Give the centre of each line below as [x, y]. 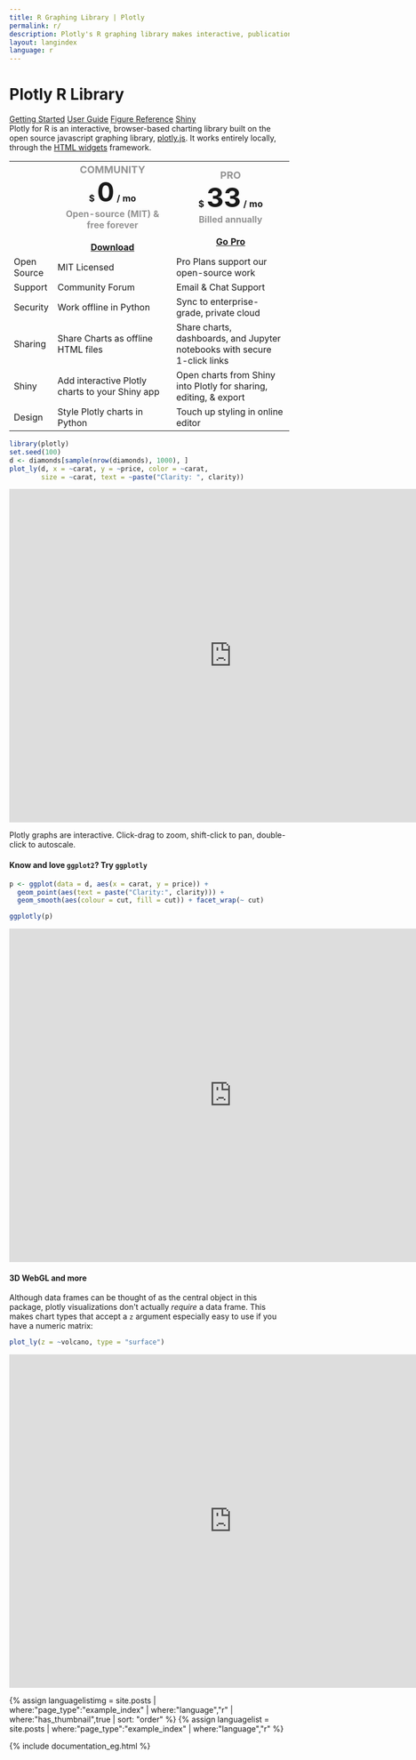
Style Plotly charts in [100, 412]
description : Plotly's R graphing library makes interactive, [127, 34]
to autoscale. [52, 845]
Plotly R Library [67, 95]
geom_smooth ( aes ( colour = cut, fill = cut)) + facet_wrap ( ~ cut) [141, 900]
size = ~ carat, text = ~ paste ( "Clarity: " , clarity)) [143, 477]
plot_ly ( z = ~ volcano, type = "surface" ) [87, 1342]
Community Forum [96, 287]
